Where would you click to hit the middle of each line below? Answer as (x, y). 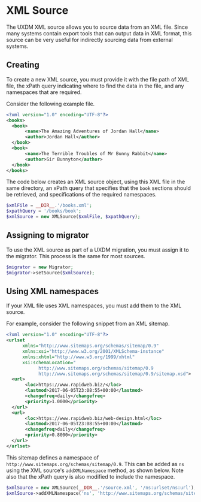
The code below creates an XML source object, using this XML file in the (96, 182)
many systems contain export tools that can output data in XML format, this (99, 33)
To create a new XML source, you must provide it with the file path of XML (98, 79)
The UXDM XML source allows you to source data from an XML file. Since (97, 27)
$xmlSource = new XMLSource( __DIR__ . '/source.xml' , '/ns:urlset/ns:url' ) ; (101, 488)
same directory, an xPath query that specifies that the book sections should (99, 188)
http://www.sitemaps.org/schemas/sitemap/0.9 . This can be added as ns (95, 464)
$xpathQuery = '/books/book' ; (44, 211)
